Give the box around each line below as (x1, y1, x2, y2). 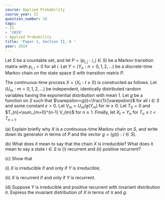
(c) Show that (5, 156, 33, 162)
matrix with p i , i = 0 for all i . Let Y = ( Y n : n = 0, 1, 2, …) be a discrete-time (5, 63, 153, 71)
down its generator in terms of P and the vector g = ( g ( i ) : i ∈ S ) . (5, 131, 137, 138)
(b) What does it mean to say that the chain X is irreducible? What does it (5, 141, 154, 147)
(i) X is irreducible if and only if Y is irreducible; (5, 165, 100, 171)
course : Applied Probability (5, 7, 65, 12)
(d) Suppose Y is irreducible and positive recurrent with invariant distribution (5, 184, 160, 190)
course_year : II (5, 12, 38, 17)
